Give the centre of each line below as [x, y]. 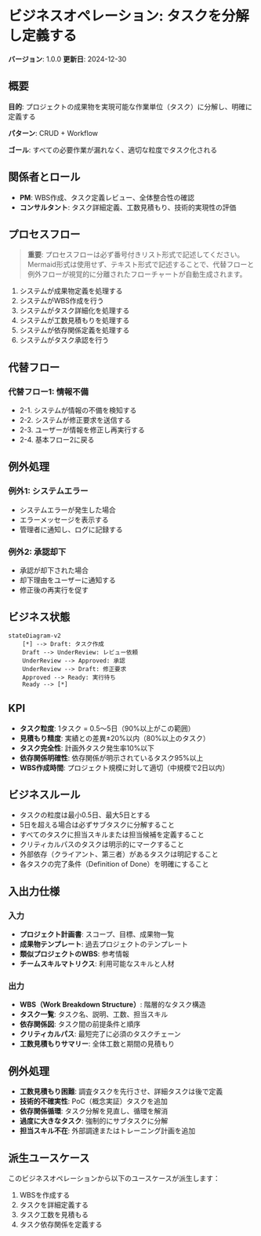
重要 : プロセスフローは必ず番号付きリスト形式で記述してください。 [136, 255]
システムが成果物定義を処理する [71, 291]
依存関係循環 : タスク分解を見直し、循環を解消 [94, 1111]
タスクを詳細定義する [54, 1205]
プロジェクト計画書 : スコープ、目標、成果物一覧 [97, 934]
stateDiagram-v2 [34, 636]
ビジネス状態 [39, 617]
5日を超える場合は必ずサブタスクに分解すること [97, 825]
